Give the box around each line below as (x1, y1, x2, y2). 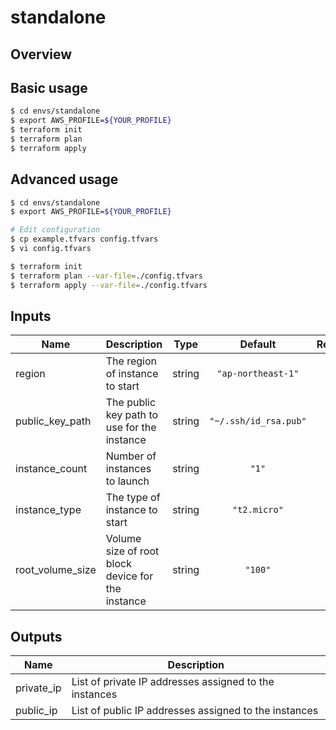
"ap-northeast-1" (216, 368, 300, 380)
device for (105, 569, 154, 583)
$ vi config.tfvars (10, 244, 92, 254)
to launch (105, 474, 150, 488)
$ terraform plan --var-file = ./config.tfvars (10, 271, 203, 281)
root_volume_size (15, 563, 97, 577)
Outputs (10, 628, 63, 645)
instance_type (15, 503, 82, 517)
